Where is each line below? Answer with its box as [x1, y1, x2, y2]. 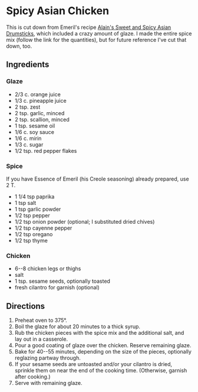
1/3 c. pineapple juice [14, 97, 67, 104]
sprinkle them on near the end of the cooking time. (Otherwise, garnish [14, 367, 187, 374]
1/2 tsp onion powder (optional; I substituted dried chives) [14, 218, 155, 225]
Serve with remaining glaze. [14, 380, 82, 387]
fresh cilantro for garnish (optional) [14, 284, 100, 291]
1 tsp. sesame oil [14, 122, 55, 129]
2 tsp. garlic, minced [14, 109, 65, 116]
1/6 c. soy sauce [14, 128, 55, 135]
